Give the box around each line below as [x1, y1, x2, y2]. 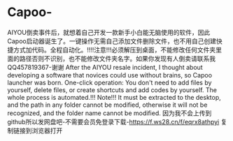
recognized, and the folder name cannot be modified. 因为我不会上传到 [7, 109, 212, 117]
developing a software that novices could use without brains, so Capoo [7, 70, 212, 79]
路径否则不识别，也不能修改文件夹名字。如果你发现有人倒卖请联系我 [19, 54, 216, 63]
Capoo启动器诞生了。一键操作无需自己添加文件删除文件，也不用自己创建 [7, 36, 217, 45]
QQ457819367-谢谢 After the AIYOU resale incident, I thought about [7, 63, 203, 71]
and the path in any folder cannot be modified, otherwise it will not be [7, 101, 208, 109]
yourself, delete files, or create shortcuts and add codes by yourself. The [7, 85, 218, 94]
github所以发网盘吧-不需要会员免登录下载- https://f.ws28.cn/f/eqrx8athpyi [7, 117, 220, 126]
